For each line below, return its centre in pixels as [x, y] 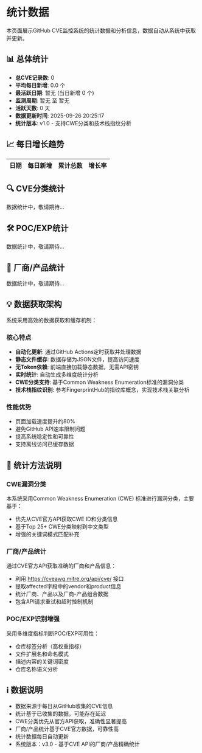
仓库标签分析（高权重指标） [50, 646]
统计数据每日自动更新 [42, 736]
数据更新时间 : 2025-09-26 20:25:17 [60, 116]
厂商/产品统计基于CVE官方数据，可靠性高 [67, 729]
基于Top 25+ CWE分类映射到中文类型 [62, 527]
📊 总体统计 [27, 59]
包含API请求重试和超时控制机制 [54, 602]
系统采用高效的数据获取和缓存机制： [52, 320]
